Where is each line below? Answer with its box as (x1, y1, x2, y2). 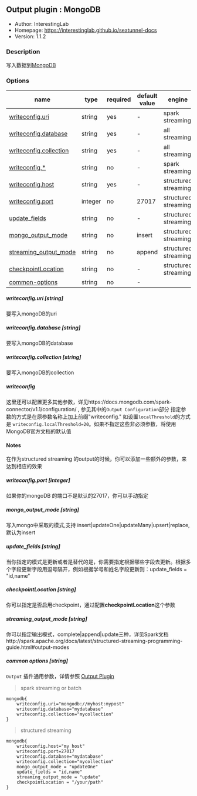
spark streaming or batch (20, 685, 82, 692)
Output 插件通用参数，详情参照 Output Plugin (6, 673, 114, 680)
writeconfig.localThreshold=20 (12, 422, 89, 428)
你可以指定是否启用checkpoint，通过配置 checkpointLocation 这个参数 (6, 601, 176, 608)
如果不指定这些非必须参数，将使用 (93, 421, 176, 428)
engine (168, 95, 188, 104)
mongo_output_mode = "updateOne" (16, 764, 98, 770)
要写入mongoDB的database (6, 339, 73, 347)
